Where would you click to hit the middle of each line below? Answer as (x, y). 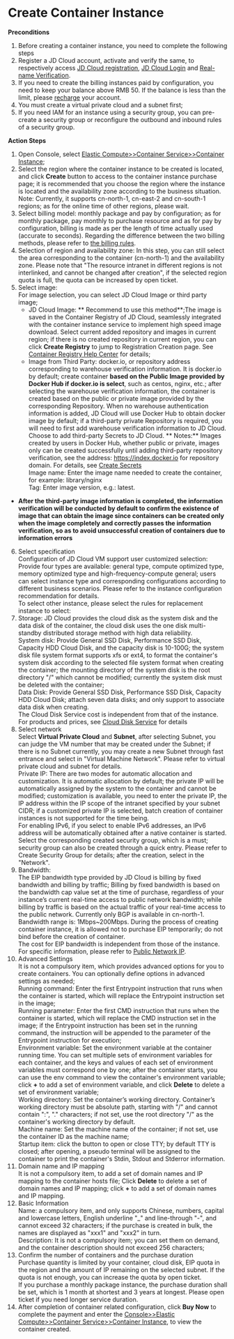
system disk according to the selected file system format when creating (121, 662)
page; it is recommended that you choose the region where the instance (122, 183)
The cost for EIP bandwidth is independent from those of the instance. (119, 944)
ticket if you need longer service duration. (78, 1299)
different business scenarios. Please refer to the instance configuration (120, 588)
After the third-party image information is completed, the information (120, 500)
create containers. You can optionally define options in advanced (111, 973)
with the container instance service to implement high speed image (125, 324)
